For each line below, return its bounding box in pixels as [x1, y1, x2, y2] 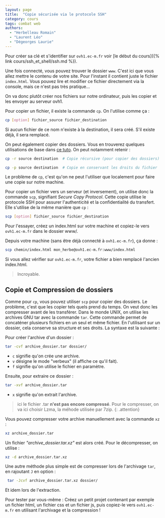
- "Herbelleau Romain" [9, 30, 56, 35]
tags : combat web [5, 21, 41, 26]
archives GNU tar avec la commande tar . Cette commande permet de [5, 314, 147, 320]
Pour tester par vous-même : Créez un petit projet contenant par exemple [5, 497, 154, 503]
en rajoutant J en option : [5, 469, 56, 475]
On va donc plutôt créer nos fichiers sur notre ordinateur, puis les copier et [5, 93, 157, 99]
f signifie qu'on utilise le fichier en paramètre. [12, 363, 105, 369]
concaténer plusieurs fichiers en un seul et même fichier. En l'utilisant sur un [5, 319, 160, 325]
